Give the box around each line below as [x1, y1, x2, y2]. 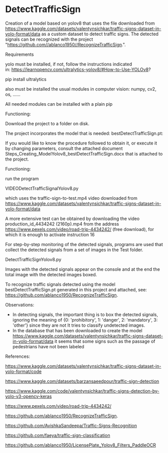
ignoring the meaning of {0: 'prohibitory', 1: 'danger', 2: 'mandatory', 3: [12, 317, 158, 323]
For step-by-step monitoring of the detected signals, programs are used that [5, 241, 163, 247]
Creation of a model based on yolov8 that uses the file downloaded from [5, 20, 155, 26]
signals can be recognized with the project [5, 36, 93, 42]
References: [5, 353, 30, 359]
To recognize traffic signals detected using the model [5, 281, 115, 287]
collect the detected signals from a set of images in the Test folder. [5, 247, 143, 253]
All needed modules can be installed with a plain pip [5, 101, 113, 107]
